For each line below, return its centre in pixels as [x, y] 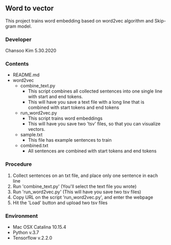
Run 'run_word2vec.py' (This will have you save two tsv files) [77, 192]
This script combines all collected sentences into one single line [95, 91]
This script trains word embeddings [65, 118]
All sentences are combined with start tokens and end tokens [92, 151]
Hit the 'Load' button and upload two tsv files [60, 203]
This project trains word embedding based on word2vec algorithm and [79, 20]
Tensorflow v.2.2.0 [32, 238]
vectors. [36, 129]
